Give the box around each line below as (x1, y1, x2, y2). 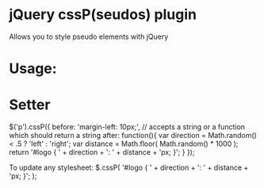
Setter (9, 96, 51, 114)
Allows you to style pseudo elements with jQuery (9, 32, 169, 41)
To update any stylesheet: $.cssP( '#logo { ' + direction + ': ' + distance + (9, 163, 249, 172)
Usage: (9, 59, 58, 78)
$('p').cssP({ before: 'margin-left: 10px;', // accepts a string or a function (9, 122, 245, 132)
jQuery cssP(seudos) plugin (9, 6, 197, 24)
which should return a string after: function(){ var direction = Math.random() (9, 131, 257, 140)
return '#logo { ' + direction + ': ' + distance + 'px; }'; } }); (9, 148, 195, 157)
